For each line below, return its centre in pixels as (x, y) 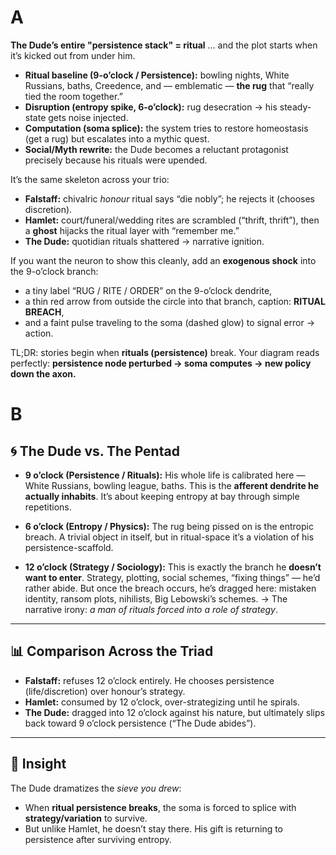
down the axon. (43, 373)
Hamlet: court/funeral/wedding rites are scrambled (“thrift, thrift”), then (172, 220)
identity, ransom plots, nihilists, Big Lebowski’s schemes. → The (156, 598)
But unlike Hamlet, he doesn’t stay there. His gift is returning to (154, 828)
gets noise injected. (88, 117)
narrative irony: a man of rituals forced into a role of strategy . (151, 609)
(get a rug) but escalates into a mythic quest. (117, 138)
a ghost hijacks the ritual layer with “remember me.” (132, 230)
